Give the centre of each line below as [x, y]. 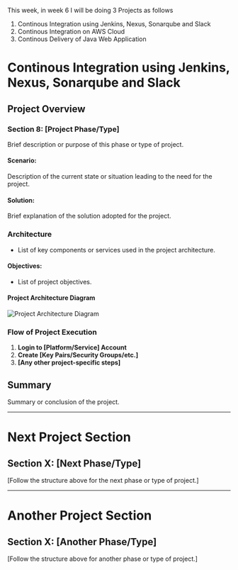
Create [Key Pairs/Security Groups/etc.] [78, 355]
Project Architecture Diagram [51, 298]
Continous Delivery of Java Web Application [82, 39]
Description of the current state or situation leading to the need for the [110, 177]
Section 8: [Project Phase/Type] [63, 129]
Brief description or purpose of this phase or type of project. [96, 144]
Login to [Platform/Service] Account [72, 347]
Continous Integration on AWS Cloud [71, 32]
